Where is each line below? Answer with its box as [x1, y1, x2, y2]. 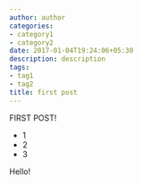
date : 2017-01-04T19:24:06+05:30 [9, 46, 134, 55]
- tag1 [9, 71, 34, 80]
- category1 [9, 29, 54, 38]
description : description [9, 54, 105, 63]
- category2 [9, 38, 54, 47]
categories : [9, 21, 54, 30]
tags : [9, 63, 29, 72]
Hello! [9, 166, 31, 177]
